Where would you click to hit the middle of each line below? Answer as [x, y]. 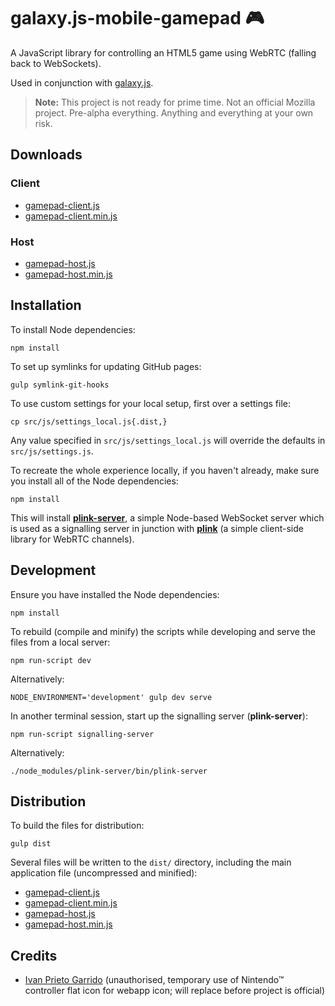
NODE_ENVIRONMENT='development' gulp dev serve [111, 697]
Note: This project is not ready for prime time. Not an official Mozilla [175, 102]
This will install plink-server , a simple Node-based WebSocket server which [167, 517]
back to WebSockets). [56, 63]
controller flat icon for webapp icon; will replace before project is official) [175, 991]
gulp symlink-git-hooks [60, 385]
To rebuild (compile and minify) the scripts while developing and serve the [163, 631]
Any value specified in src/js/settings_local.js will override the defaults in [168, 440]
